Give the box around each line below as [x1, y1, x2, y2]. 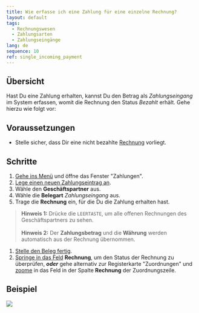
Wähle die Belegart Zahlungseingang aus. [15, 192, 121, 199]
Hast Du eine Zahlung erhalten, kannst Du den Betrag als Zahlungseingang [6, 92, 193, 100]
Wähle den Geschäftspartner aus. [15, 185, 101, 193]
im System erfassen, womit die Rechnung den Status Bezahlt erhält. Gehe [6, 99, 191, 106]
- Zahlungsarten [11, 31, 53, 38]
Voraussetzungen [6, 122, 76, 133]
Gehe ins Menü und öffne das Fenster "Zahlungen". [15, 173, 143, 180]
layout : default [6, 15, 47, 21]
